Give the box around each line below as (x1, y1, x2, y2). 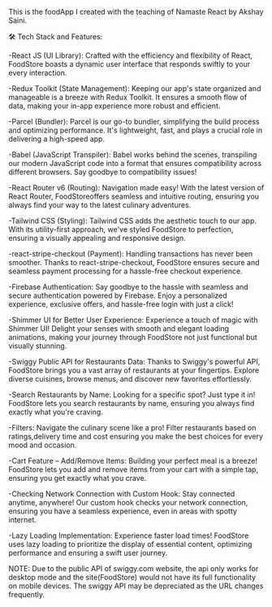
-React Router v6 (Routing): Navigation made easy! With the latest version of (8, 183, 265, 192)
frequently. (8, 590, 45, 599)
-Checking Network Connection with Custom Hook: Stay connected (8, 489, 235, 499)
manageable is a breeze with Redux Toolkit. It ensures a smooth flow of (8, 93, 248, 102)
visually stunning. (8, 341, 67, 351)
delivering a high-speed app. (8, 134, 106, 143)
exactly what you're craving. (8, 407, 103, 417)
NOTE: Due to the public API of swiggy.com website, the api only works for (8, 564, 259, 573)
